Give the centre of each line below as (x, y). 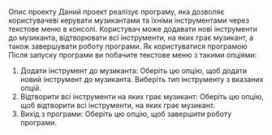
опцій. (31, 88)
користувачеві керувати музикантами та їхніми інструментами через (129, 20)
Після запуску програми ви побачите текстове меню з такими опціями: (133, 55)
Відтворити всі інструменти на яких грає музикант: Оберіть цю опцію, (142, 96)
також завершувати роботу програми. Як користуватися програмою (128, 46)
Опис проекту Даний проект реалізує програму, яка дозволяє (117, 12)
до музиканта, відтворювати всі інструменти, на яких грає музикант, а (131, 37)
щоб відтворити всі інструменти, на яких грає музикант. (118, 105)
